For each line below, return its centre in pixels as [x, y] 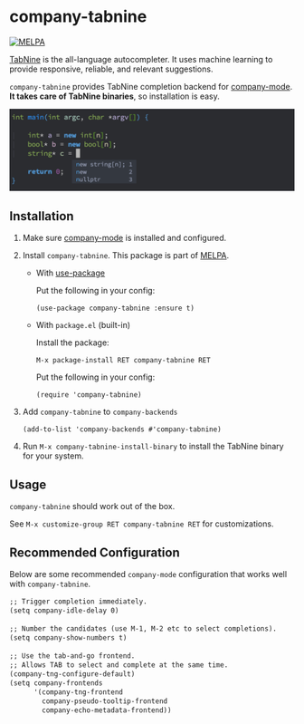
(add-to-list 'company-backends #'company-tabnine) [122, 430]
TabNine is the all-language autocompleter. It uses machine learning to [141, 59]
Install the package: [73, 343]
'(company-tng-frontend [78, 692]
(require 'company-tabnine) [89, 395]
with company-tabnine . [50, 584]
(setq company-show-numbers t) [68, 638]
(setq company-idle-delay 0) [64, 611]
